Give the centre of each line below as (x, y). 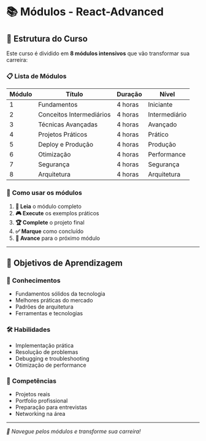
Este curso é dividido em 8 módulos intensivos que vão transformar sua (98, 53)
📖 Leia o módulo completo (48, 206)
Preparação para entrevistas (51, 407)
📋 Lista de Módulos (36, 76)
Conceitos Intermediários (74, 115)
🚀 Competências (32, 381)
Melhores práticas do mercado (54, 301)
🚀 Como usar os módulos (44, 193)
